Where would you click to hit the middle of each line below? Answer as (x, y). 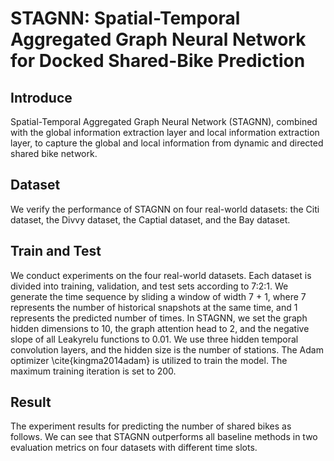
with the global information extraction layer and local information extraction (165, 132)
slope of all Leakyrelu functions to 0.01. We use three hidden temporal (154, 339)
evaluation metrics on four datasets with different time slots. (134, 448)
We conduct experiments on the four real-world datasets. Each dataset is (161, 275)
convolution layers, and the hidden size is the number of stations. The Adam (167, 349)
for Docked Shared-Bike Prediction (158, 61)
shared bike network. (54, 153)
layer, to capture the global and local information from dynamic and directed (167, 143)
